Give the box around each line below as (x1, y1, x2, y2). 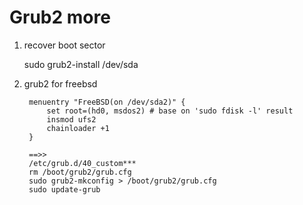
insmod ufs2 (46, 114, 97, 125)
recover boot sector (23, 39, 106, 51)
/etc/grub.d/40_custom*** (28, 158, 137, 168)
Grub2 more (9, 6, 111, 29)
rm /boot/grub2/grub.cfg (28, 167, 132, 177)
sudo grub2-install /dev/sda (23, 58, 139, 70)
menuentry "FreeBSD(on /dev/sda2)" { (28, 97, 186, 107)
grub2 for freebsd (23, 77, 98, 90)
